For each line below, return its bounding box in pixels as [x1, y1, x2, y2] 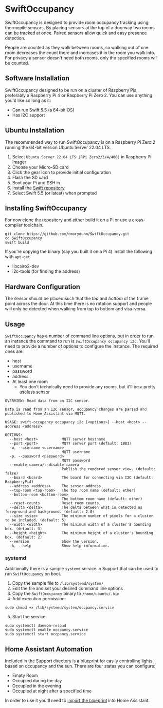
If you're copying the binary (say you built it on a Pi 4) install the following [5, 249, 152, 254]
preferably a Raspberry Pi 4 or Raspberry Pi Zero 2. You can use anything [5, 92, 153, 98]
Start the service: [12, 614, 47, 620]
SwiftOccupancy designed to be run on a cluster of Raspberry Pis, [5, 87, 138, 93]
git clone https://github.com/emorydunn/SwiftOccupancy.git [5, 231, 130, 237]
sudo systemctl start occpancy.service [5, 632, 86, 637]
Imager [12, 159, 27, 165]
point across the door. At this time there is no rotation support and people [5, 301, 152, 306]
